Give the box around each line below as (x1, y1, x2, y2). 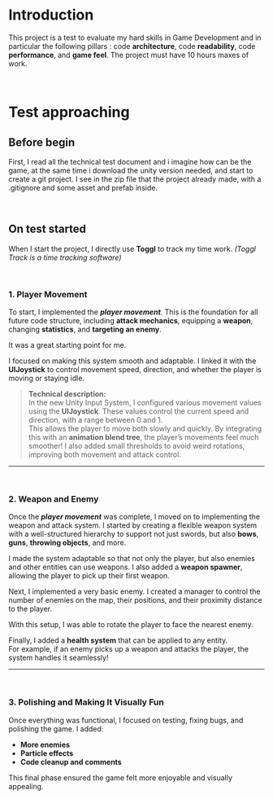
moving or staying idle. (8, 373, 85, 384)
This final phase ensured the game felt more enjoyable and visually (8, 772, 233, 783)
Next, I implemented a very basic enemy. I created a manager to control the (8, 586, 261, 596)
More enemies (19, 740, 71, 749)
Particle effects (19, 748, 74, 758)
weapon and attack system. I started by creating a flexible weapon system (8, 520, 258, 530)
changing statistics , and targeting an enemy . (8, 324, 162, 335)
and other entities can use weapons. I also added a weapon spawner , (8, 562, 243, 572)
